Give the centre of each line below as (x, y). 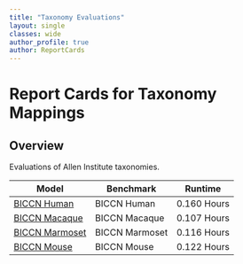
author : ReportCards (47, 50)
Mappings (47, 113)
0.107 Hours (203, 218)
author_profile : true (49, 42)
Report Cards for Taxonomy (113, 94)
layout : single (37, 26)
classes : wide (35, 34)
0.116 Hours (203, 233)
